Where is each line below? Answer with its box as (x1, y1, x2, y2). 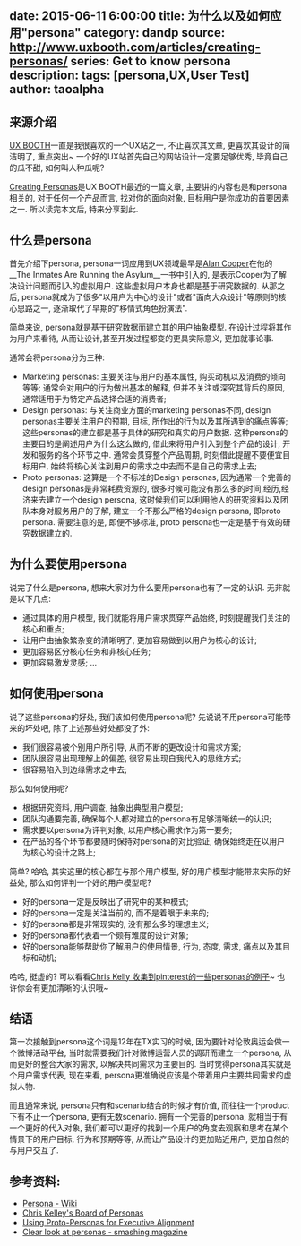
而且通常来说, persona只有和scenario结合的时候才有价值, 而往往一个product (9, 1100, 290, 1111)
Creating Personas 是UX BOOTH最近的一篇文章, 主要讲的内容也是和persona (9, 182, 288, 193)
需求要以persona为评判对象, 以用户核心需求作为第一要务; (21, 824, 233, 835)
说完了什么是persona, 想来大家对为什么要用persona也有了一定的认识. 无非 (9, 581, 283, 593)
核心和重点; (21, 623, 65, 634)
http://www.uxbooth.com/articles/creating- (9, 39, 262, 56)
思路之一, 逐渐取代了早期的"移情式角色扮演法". (16, 303, 188, 314)
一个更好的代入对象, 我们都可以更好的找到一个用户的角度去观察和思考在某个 (9, 1122, 288, 1133)
